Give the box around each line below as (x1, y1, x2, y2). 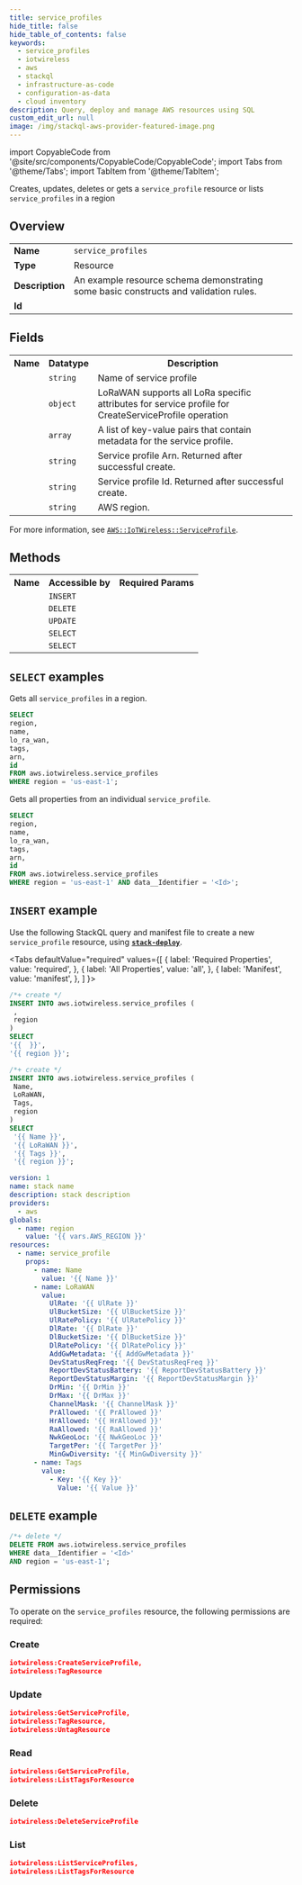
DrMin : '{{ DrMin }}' (49, 1383, 130, 1392)
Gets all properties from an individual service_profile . (9, 794, 211, 805)
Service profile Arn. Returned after (97, 449, 243, 462)
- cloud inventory (17, 96, 87, 106)
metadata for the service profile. (97, 434, 234, 446)
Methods (9, 550, 61, 565)
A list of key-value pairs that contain (97, 423, 252, 436)
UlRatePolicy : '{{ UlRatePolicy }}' (49, 1316, 187, 1325)
